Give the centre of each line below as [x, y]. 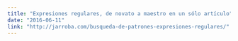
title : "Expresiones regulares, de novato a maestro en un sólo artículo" [120, 14]
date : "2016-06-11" [36, 20]
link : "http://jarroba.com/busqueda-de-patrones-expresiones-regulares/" [119, 26]
